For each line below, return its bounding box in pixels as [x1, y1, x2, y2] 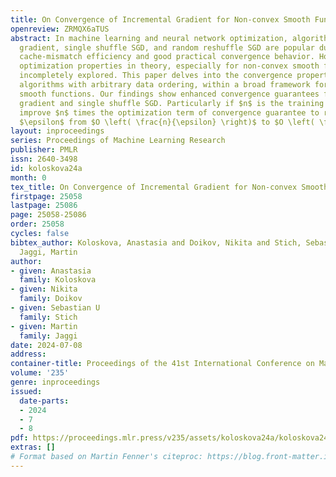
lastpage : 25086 [10, 201, 78, 211]
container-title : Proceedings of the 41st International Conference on [10, 359, 315, 369]
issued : [10, 386, 43, 396]
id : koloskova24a [10, 163, 83, 173]
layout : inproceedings [10, 126, 105, 136]
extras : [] [10, 442, 56, 453]
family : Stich [19, 312, 78, 322]
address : [10, 349, 47, 360]
